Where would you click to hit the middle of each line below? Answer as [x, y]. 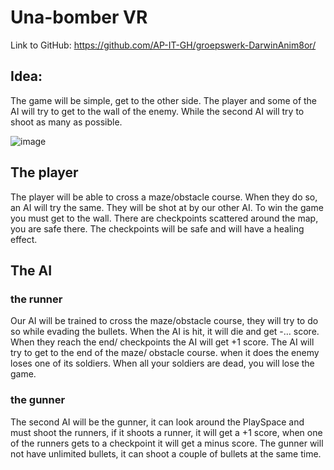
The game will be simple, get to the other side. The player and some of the [164, 100]
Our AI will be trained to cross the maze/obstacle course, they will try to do [164, 321]
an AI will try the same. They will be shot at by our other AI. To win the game [167, 207]
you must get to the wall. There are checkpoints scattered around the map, [164, 218]
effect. [24, 239]
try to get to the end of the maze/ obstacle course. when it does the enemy [165, 353]
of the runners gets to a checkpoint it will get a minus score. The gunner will [167, 443]
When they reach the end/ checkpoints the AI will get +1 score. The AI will [162, 342]
